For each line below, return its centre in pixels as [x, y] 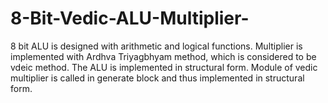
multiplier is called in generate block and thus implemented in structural [157, 78]
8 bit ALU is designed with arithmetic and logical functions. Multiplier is [156, 46]
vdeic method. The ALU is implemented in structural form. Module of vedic [164, 67]
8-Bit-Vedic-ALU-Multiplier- [130, 18]
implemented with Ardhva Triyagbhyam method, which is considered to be [163, 56]
